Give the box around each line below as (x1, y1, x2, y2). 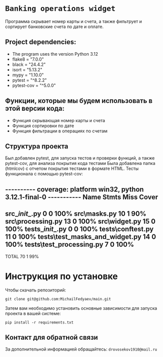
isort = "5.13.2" (12, 66, 43, 72)
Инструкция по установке (5, 270, 118, 282)
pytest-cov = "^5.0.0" (12, 82, 56, 88)
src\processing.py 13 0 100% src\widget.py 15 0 (5, 217, 156, 226)
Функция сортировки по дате (12, 123, 74, 129)
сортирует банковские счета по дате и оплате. (5, 24, 104, 30)
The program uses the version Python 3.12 (12, 51, 98, 57)
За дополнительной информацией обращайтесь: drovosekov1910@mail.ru (5, 346, 158, 352)
